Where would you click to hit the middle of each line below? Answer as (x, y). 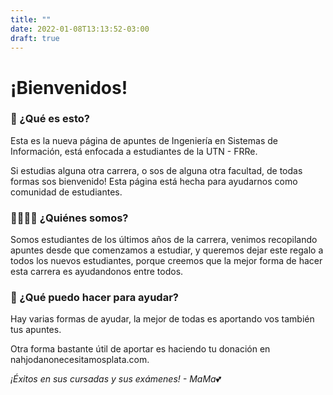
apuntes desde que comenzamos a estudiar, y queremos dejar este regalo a (167, 250)
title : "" (31, 19)
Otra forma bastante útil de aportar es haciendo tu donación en (140, 349)
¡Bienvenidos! (69, 87)
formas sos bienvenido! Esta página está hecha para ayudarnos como (154, 181)
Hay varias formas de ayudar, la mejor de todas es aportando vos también (162, 319)
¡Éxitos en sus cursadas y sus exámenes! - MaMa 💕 (116, 379)
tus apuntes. (36, 330)
